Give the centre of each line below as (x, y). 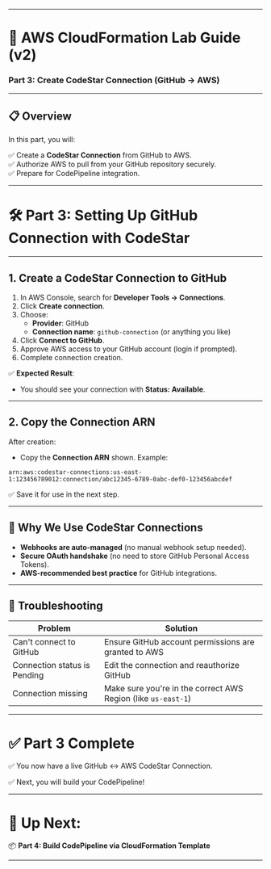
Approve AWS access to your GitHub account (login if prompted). (129, 349)
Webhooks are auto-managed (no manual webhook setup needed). (133, 547)
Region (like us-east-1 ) (148, 699)
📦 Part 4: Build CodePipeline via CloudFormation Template (110, 846)
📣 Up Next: (45, 823)
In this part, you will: (42, 140)
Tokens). (35, 564)
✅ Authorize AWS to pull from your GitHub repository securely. (113, 164)
